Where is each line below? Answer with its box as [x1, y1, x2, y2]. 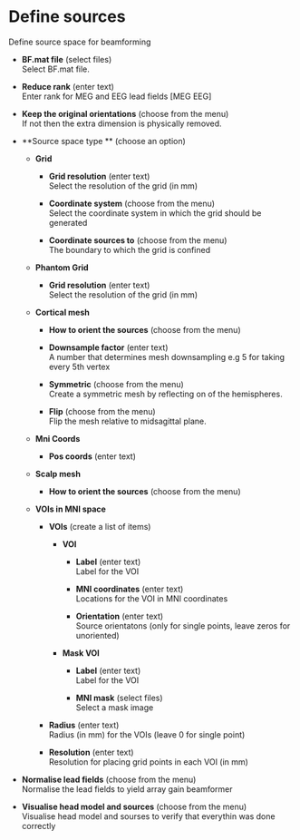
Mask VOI [62, 647, 101, 659]
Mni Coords [34, 433, 81, 444]
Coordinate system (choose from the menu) [48, 198, 215, 209]
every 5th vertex [48, 361, 111, 372]
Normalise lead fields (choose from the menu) [21, 774, 197, 785]
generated [48, 217, 88, 228]
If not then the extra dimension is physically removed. [21, 118, 223, 129]
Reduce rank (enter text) [21, 81, 115, 92]
